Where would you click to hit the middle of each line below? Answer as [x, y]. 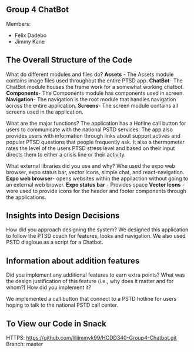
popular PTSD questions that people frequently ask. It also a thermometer [96, 142]
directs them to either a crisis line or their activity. [66, 154]
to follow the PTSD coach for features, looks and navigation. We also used [96, 236]
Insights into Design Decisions [63, 216]
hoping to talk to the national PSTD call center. [62, 305]
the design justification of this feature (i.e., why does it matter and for [90, 281]
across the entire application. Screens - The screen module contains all [92, 105]
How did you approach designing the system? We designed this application [97, 230]
